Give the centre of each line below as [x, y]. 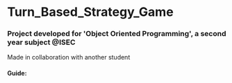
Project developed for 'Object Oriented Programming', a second [117, 34]
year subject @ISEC [41, 42]
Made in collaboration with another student [69, 57]
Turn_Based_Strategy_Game [90, 12]
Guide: [17, 73]
